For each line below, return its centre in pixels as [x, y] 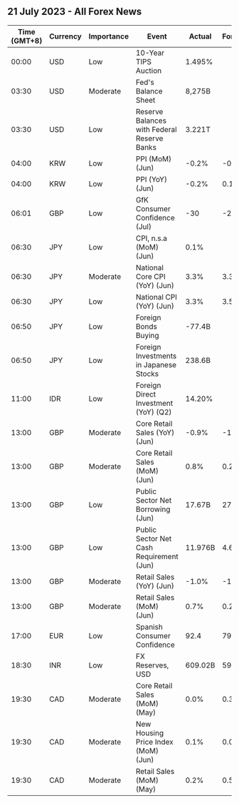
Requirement [157, 556]
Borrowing [153, 509]
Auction [149, 71]
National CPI [156, 297]
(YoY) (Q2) [154, 411]
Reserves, [152, 665]
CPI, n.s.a [151, 238]
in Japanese [156, 364]
